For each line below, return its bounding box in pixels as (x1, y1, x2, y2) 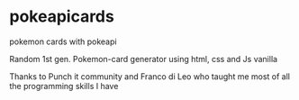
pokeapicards (9, 6, 114, 27)
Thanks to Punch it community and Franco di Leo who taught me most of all (9, 70, 291, 82)
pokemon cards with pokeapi (9, 36, 117, 47)
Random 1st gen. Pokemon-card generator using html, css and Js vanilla (9, 53, 277, 64)
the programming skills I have (9, 80, 119, 91)
